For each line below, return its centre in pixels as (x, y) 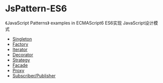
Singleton (22, 39)
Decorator (23, 54)
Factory (20, 44)
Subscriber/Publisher (34, 76)
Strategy (21, 60)
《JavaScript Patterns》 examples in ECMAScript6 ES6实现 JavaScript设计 (80, 23)
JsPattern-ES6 (36, 9)
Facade (20, 65)
